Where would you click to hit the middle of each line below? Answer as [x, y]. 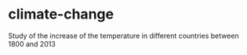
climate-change [61, 14]
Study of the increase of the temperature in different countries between [123, 36]
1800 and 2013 [32, 43]
